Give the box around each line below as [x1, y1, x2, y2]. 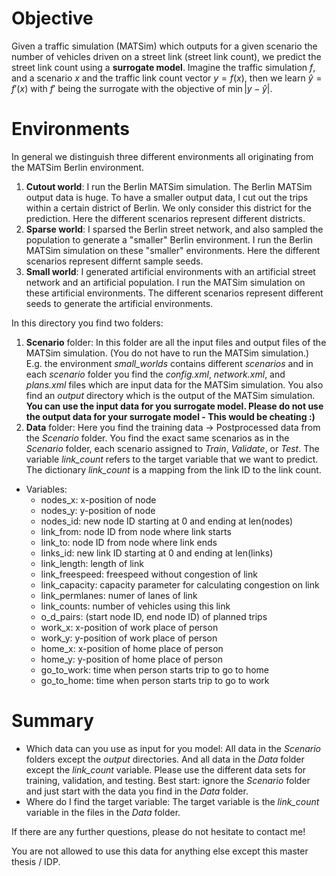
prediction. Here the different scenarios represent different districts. [25, 212, 306, 224]
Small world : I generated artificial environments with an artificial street [25, 265, 316, 277]
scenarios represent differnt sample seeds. [25, 255, 204, 267]
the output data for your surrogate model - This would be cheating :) [25, 410, 316, 422]
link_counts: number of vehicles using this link [40, 600, 231, 612]
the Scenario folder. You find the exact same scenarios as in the [25, 432, 290, 444]
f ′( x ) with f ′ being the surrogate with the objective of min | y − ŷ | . [11, 82, 273, 94]
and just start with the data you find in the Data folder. [25, 785, 249, 797]
